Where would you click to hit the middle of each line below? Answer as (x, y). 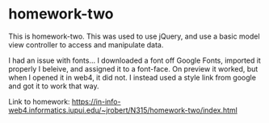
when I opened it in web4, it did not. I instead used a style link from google (132, 77)
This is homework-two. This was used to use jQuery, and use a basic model (134, 36)
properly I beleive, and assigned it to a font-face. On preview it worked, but (133, 68)
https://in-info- (96, 101)
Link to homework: (39, 101)
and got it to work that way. (54, 86)
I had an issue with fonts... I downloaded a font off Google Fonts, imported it (134, 60)
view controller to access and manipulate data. (86, 44)
